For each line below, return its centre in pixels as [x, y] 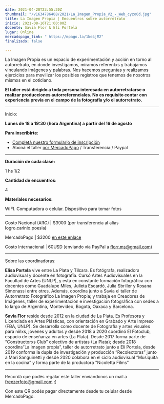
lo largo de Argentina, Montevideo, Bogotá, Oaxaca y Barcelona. [70, 306]
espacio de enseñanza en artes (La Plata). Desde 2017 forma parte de [75, 336]
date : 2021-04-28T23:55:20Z [34, 10]
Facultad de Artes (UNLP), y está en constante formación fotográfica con [79, 280]
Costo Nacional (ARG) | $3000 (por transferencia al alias [62, 223]
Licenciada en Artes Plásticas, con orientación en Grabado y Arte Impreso [79, 321]
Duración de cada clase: [30, 161]
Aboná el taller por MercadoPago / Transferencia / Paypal [70, 147]
